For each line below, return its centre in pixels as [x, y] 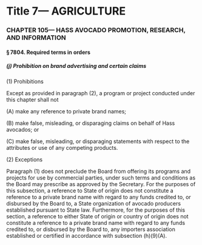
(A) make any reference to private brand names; [66, 111]
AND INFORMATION [36, 38]
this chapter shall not [32, 99]
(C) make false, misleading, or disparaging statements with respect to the [98, 141]
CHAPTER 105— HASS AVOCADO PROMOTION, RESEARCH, [96, 30]
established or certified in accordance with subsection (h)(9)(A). [87, 235]
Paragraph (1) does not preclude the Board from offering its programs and [99, 171]
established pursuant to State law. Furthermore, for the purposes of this [96, 210]
